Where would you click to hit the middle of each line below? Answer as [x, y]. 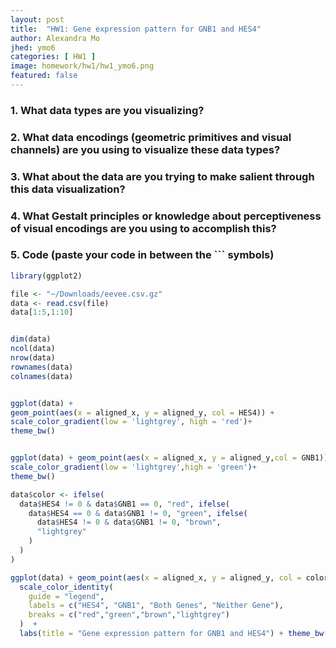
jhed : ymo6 [33, 47]
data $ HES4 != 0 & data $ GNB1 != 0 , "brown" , [129, 522]
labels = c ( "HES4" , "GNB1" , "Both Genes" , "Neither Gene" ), [156, 606]
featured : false [44, 76]
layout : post [37, 19]
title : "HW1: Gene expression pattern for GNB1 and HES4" [136, 29]
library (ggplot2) [46, 276]
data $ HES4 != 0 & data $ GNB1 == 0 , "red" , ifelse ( [124, 504]
